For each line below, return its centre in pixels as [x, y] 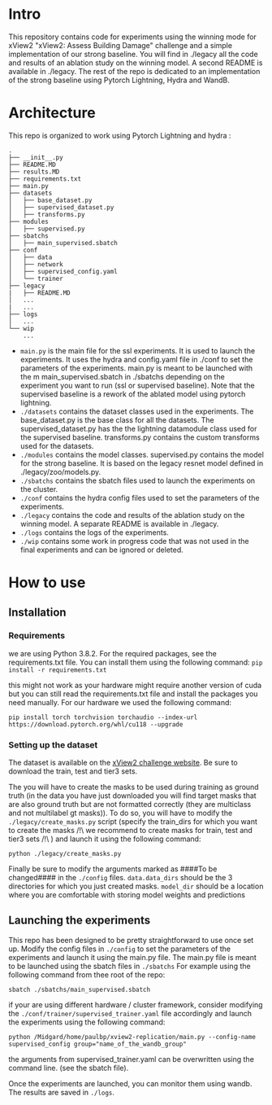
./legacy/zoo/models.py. [60, 471]
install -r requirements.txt [58, 670]
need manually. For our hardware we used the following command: [120, 702]
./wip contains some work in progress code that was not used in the [134, 541]
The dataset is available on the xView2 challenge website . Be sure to [123, 763]
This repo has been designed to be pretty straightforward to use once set [131, 940]
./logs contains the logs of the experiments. [94, 532]
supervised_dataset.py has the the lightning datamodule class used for [138, 428]
